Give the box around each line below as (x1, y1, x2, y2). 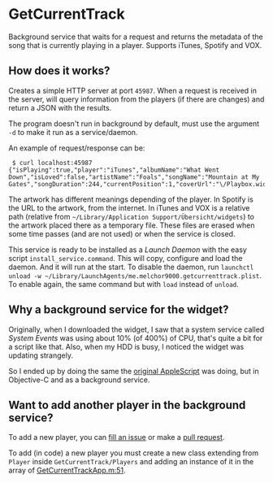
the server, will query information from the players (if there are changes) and (8, 94, 265, 104)
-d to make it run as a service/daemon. (8, 127, 138, 137)
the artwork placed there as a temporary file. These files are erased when (8, 220, 255, 230)
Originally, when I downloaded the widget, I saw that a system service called (8, 324, 265, 334)
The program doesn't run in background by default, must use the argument (8, 119, 260, 128)
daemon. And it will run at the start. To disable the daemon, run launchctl (8, 262, 254, 272)
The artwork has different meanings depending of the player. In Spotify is (8, 194, 253, 204)
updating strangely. (8, 350, 73, 360)
